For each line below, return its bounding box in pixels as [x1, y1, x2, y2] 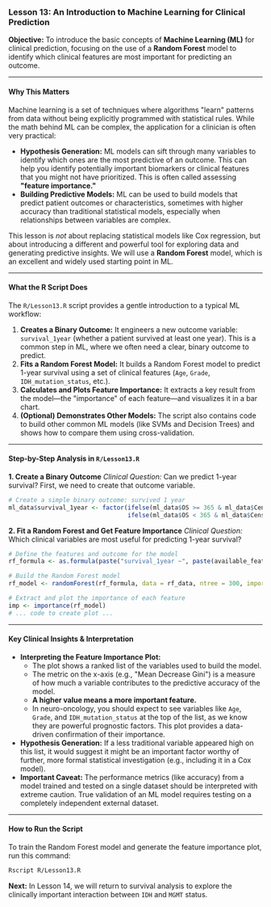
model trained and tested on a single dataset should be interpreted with [19, 781, 258, 791]
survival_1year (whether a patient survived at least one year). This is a [19, 333, 256, 343]
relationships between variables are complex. [19, 215, 172, 225]
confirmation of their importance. [55, 729, 165, 739]
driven [31, 729, 54, 739]
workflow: [8, 309, 42, 319]
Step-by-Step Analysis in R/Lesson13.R [8, 453, 140, 463]
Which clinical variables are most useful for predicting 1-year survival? [8, 534, 242, 544]
